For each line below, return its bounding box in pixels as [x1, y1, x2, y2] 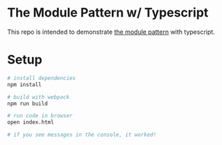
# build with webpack [7, 93, 70, 101]
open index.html [7, 119, 54, 126]
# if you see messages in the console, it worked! [7, 131, 157, 139]
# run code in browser [7, 113, 73, 119]
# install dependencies [7, 75, 76, 81]
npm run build [7, 100, 49, 107]
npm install [7, 81, 42, 88]
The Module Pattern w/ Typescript [7, 5, 209, 21]
